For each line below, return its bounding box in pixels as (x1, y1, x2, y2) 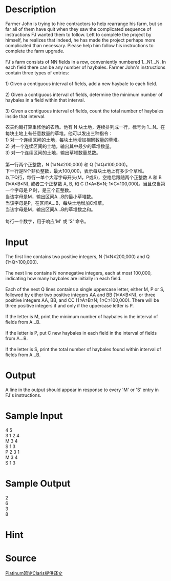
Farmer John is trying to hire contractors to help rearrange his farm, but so (5, 21, 163, 27)
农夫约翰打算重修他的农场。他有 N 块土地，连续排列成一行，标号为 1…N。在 (5, 124, 165, 130)
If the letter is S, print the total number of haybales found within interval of (5, 346, 161, 352)
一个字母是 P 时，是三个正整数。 (5, 187, 74, 193)
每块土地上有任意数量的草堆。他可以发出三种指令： (5, 130, 113, 137)
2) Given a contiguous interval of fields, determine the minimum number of (5, 91, 163, 98)
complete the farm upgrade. (5, 48, 65, 54)
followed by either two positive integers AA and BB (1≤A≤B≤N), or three (5, 292, 156, 298)
